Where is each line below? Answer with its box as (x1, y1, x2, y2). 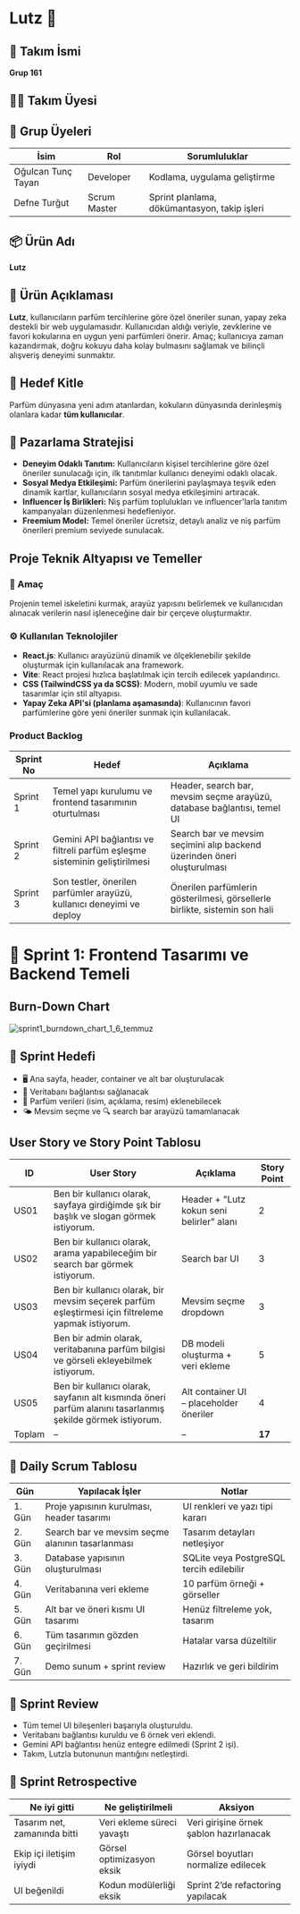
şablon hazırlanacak (186, 1827, 271, 1840)
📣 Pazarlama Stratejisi (9, 435, 134, 450)
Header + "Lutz (181, 1194, 246, 1206)
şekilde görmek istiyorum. (53, 1414, 162, 1426)
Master (87, 202, 118, 215)
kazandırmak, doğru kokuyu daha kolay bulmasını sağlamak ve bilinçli (9, 340, 265, 351)
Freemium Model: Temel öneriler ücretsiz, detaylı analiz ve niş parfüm (21, 515, 281, 526)
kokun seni (181, 1204, 228, 1217)
